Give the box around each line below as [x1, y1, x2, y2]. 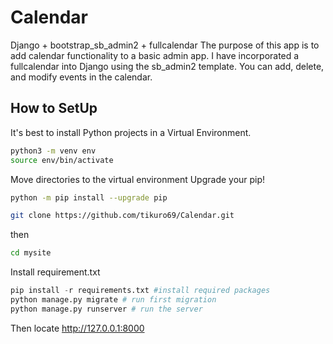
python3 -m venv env [10, 146, 97, 156]
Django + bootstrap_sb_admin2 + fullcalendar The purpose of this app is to [10, 39, 320, 51]
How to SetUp [10, 100, 98, 117]
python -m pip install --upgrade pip [10, 192, 168, 203]
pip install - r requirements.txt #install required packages [10, 286, 271, 296]
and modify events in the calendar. [10, 71, 153, 83]
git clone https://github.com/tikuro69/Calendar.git [10, 211, 235, 221]
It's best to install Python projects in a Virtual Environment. [10, 126, 252, 138]
